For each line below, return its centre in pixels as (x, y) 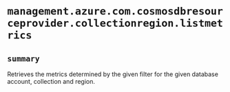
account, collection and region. (51, 81)
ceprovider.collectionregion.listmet (115, 24)
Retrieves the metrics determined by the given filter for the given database (113, 74)
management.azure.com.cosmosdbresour (115, 11)
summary (23, 58)
